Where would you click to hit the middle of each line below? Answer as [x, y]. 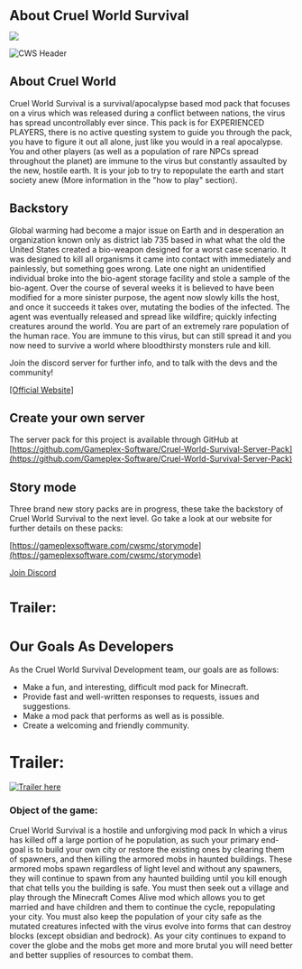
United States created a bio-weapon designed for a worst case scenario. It [148, 249]
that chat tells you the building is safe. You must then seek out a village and [149, 888]
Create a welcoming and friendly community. [106, 725]
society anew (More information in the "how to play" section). [124, 180]
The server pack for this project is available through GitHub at [124, 439]
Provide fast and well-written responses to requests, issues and [141, 697]
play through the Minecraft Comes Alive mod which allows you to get [137, 897]
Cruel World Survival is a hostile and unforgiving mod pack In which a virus [149, 830]
